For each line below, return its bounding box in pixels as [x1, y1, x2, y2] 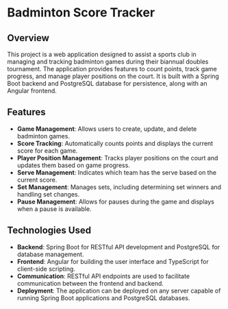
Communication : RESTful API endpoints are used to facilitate [16, 272, 190, 280]
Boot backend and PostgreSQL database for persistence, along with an [7, 79, 207, 87]
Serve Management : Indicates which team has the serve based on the [16, 168, 217, 176]
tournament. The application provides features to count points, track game [7, 65, 217, 73]
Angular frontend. [7, 87, 57, 95]
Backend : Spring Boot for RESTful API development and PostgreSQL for [16, 243, 220, 251]
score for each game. [16, 146, 78, 155]
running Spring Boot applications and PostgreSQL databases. [16, 293, 190, 302]
